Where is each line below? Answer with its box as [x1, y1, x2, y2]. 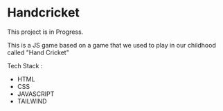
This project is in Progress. [7, 28, 84, 36]
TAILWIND [17, 97, 47, 105]
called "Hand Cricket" [7, 48, 69, 57]
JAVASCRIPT [17, 90, 55, 98]
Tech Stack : [7, 61, 43, 70]
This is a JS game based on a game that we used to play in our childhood [7, 41, 216, 49]
